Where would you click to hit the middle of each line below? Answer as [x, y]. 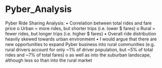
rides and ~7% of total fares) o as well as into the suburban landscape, [78, 55]
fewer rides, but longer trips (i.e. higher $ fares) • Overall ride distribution [81, 33]
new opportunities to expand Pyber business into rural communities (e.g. [80, 44]
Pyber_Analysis [38, 9]
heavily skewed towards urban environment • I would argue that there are [81, 39]
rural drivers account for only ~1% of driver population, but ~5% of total [79, 49]
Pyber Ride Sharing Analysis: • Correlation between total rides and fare [78, 23]
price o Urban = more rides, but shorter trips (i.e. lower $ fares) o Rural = [80, 28]
